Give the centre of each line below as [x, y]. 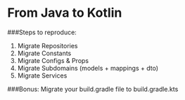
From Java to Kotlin [65, 13]
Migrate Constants [44, 53]
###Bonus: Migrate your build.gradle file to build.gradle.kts [93, 89]
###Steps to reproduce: [42, 32]
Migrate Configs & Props [53, 60]
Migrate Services [42, 76]
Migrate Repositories [47, 45]
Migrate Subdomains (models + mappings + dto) [88, 68]
